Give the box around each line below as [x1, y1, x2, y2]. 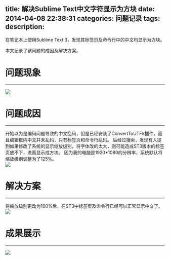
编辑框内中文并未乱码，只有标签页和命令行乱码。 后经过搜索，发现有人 [9, 136, 157, 143]
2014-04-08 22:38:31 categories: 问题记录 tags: [5, 14, 160, 23]
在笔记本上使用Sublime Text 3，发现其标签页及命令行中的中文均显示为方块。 [5, 36, 165, 43]
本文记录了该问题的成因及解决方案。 [5, 47, 81, 53]
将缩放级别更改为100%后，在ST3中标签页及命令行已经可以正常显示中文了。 [5, 203, 163, 209]
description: [5, 22, 45, 31]
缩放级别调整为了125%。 [5, 156, 57, 162]
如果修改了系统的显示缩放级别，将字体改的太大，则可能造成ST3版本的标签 [9, 143, 164, 149]
